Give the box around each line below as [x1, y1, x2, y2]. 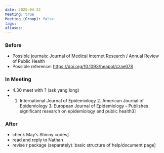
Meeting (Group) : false [5, 16, 54, 21]
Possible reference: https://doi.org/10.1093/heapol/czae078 [12, 64, 133, 70]
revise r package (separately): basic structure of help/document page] [12, 142, 156, 148]
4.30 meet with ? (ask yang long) [12, 87, 80, 93]
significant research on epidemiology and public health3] [19, 108, 136, 114]
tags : [5, 21, 16, 26]
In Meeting [5, 76, 32, 83]
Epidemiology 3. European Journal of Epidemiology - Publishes [19, 103, 148, 109]
